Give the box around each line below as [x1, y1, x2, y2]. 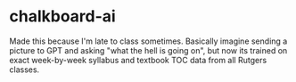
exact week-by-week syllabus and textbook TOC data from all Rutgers [9, 54, 267, 65]
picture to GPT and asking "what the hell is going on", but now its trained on [9, 45, 288, 55]
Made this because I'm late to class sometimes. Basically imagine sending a [9, 36, 288, 46]
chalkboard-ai [9, 6, 116, 27]
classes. [9, 64, 40, 75]
